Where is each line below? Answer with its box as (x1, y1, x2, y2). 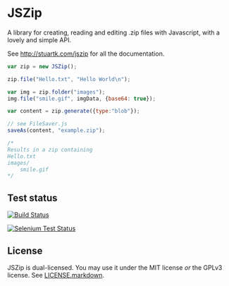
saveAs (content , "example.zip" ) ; (7, 127, 106, 135)
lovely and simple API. (7, 35, 72, 44)
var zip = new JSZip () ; (7, 63, 78, 70)
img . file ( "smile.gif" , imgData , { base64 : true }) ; (7, 95, 156, 102)
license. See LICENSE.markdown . (7, 271, 104, 279)
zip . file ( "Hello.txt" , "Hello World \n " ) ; (7, 75, 131, 82)
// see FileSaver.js (7, 120, 68, 128)
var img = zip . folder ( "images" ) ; (7, 88, 106, 96)
